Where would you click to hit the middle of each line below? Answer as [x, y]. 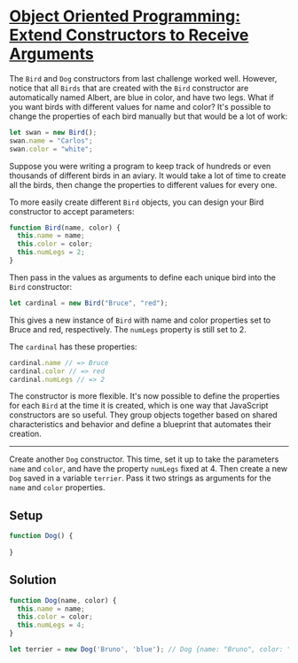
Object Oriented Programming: [125, 16]
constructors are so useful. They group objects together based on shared [143, 415]
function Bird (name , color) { [65, 228]
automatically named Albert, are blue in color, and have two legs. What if [142, 97]
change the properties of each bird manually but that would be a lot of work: [149, 116]
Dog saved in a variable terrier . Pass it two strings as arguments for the [141, 478]
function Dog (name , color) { [63, 600]
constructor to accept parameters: [72, 211]
